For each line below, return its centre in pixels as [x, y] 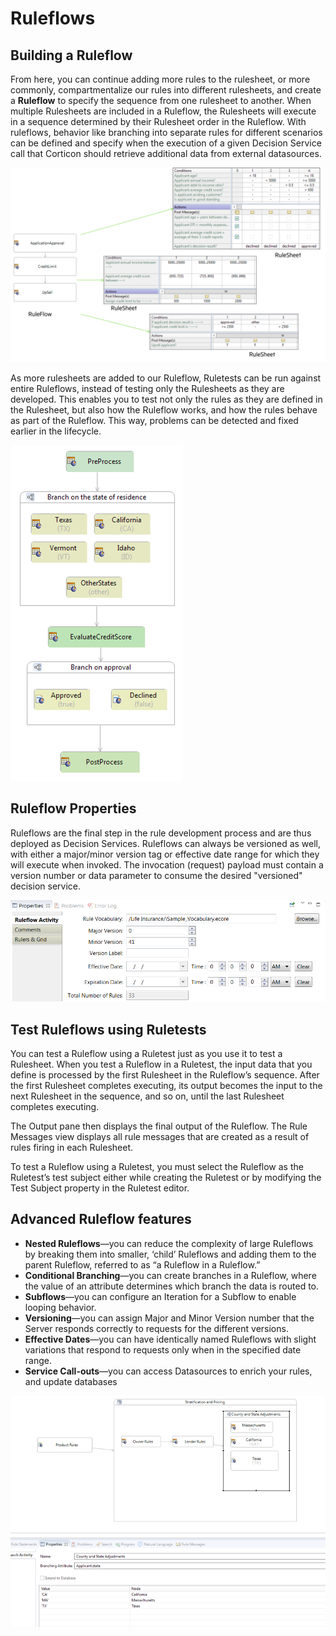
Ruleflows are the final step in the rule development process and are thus [161, 833]
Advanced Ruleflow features [101, 1219]
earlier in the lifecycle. [56, 431]
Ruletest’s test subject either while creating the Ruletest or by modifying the [166, 1178]
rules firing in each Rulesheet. [72, 1148]
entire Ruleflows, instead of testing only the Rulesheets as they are [147, 389]
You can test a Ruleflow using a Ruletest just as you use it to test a [146, 1054]
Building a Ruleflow [71, 55]
